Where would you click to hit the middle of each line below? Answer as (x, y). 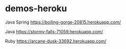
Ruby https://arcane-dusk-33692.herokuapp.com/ (56, 41)
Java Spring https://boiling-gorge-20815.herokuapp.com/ (63, 22)
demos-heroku (36, 9)
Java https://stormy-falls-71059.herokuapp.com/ (54, 31)
